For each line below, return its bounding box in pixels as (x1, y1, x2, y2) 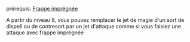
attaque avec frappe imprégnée (6, 29, 84, 36)
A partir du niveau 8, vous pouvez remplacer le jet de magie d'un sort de (6, 17, 185, 23)
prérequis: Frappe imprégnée (6, 5, 78, 12)
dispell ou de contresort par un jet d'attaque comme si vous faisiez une (6, 23, 181, 30)
